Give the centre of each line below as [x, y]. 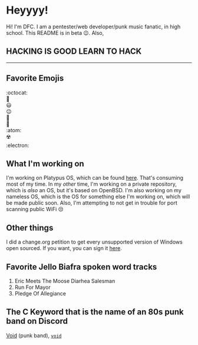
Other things [30, 228]
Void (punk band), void [34, 335]
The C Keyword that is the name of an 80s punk [95, 312]
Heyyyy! [27, 10]
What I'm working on [45, 164]
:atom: [14, 130]
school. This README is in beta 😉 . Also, [55, 32]
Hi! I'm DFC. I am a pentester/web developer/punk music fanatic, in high [93, 27]
